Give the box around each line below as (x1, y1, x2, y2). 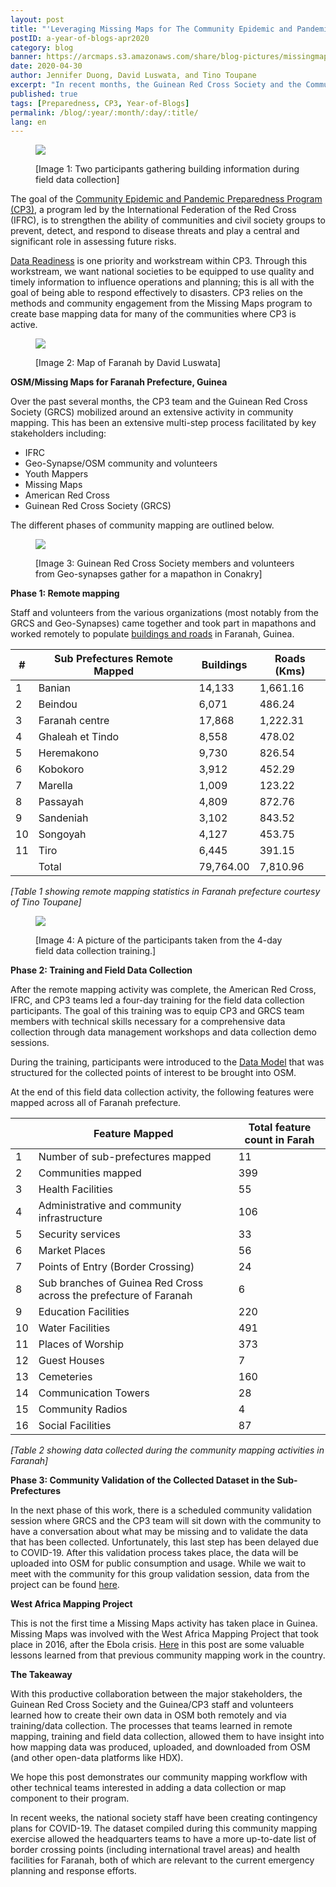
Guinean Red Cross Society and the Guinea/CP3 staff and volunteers (10, 1699, 294, 1711)
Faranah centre (38, 714, 110, 728)
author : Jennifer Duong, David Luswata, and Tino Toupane (10, 71, 257, 81)
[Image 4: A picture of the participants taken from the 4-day (35, 934, 283, 946)
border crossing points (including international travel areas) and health (10, 1844, 301, 1856)
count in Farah (244, 1133, 315, 1147)
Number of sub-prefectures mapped (38, 1150, 212, 1164)
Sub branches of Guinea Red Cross (38, 1276, 204, 1290)
